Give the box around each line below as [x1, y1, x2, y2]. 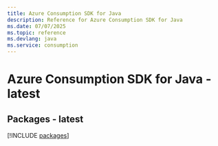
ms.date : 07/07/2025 [7, 23, 67, 29]
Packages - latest [7, 113, 84, 125]
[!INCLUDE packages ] [7, 132, 69, 139]
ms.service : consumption [7, 42, 78, 49]
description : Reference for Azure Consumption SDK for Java [7, 16, 184, 23]
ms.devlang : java [7, 36, 57, 42]
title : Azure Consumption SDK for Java [7, 10, 122, 17]
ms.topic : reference [7, 29, 67, 36]
